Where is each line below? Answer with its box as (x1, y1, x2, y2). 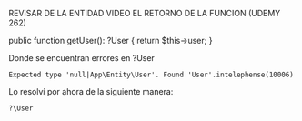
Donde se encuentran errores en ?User (8, 53, 156, 63)
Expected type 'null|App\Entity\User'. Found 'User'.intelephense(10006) (8, 70, 295, 79)
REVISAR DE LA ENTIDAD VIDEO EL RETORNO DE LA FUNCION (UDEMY (8, 8, 281, 18)
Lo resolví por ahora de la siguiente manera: (8, 86, 174, 96)
